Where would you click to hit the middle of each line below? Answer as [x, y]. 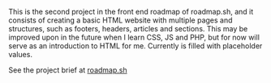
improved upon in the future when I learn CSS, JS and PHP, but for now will [134, 37]
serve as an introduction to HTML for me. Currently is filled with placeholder [135, 46]
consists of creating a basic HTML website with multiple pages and [120, 20]
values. [20, 54]
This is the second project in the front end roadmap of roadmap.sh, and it [131, 12]
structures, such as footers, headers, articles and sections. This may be [128, 29]
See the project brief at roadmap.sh [68, 70]
